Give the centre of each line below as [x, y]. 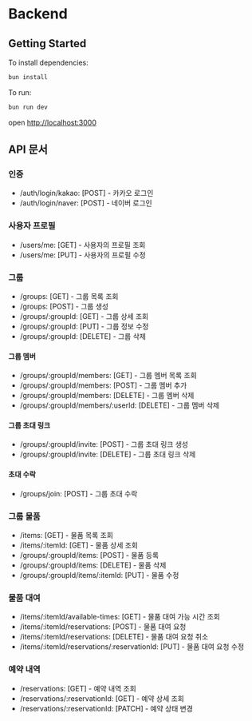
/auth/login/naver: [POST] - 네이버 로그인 [86, 203]
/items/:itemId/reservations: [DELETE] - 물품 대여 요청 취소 [114, 637]
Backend [38, 14]
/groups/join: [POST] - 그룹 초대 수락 [79, 493]
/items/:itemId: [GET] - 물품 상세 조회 [79, 545]
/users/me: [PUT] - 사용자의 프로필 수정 [83, 255]
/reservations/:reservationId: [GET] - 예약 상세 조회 [102, 698]
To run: [20, 92]
